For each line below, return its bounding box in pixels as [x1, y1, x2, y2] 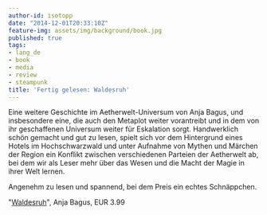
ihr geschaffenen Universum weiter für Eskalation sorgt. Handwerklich [8, 124, 239, 134]
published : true [8, 33, 62, 42]
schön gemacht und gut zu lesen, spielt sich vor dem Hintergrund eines [8, 133, 243, 143]
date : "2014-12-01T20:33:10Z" [8, 19, 109, 27]
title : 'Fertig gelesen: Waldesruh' [8, 85, 130, 94]
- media [8, 64, 34, 72]
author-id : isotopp [8, 11, 73, 20]
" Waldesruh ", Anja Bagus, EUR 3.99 [8, 197, 125, 207]
